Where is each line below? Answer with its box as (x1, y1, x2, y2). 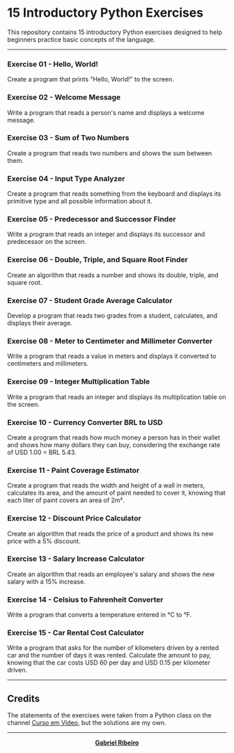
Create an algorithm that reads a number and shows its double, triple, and (7, 270, 219, 279)
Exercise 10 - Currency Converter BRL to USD (7, 417, 164, 427)
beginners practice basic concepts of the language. (7, 35, 155, 43)
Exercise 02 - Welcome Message (7, 93, 121, 102)
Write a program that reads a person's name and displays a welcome (7, 108, 205, 116)
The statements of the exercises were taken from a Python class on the (7, 711, 212, 720)
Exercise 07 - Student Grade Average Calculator (7, 295, 173, 305)
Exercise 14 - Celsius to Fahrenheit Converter (7, 594, 164, 604)
